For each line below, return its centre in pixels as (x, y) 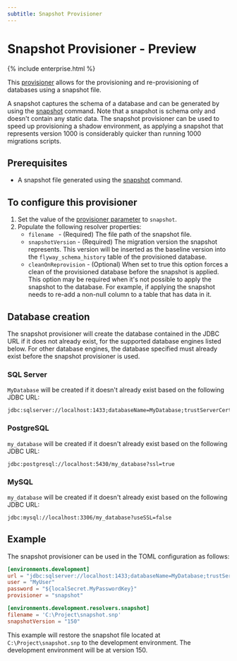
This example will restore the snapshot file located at (84, 635)
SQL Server (27, 374)
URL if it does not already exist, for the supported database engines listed (114, 341)
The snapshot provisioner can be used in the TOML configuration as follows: (119, 556)
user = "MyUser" (31, 583)
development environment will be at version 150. (78, 650)
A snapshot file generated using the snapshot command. (100, 180)
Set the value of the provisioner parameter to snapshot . (97, 219)
